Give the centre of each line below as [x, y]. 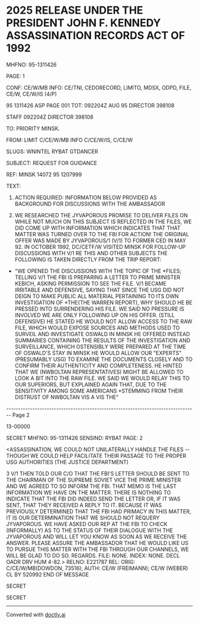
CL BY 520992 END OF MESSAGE [48, 574]
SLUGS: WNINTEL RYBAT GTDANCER [52, 151]
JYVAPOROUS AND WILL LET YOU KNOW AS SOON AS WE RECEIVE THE [97, 536]
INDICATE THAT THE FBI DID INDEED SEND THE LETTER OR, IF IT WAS [93, 499]
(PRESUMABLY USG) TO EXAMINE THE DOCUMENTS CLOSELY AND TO [104, 359]
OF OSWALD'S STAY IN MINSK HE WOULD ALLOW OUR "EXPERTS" [98, 353]
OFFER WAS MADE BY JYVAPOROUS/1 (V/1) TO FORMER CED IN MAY [100, 240]
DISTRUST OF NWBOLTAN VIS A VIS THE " [67, 397]
